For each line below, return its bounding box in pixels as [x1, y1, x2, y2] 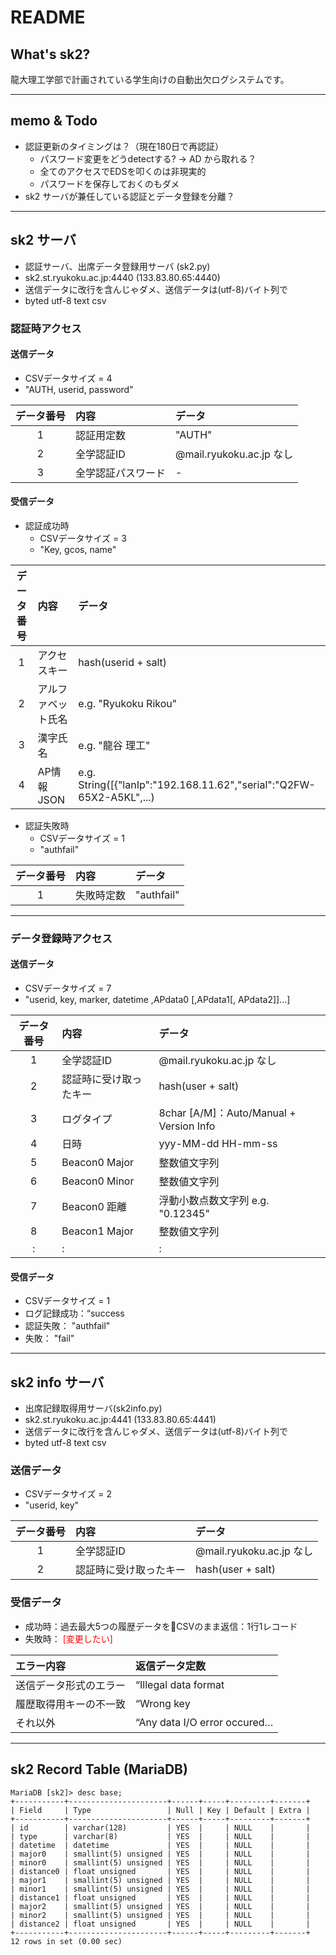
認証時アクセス [10, 321, 82, 335]
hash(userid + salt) [78, 655, 168, 669]
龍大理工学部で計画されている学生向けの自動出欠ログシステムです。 [10, 74, 290, 85]
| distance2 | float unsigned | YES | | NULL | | [10, 1919, 311, 1929]
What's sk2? [10, 46, 91, 63]
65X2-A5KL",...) [78, 790, 155, 804]
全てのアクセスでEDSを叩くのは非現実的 [39, 165, 207, 177]
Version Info [158, 1119, 216, 1133]
